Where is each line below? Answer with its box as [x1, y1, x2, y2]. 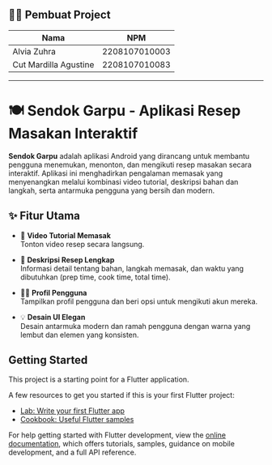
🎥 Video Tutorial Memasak [19, 230, 112, 240]
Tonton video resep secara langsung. [19, 239, 145, 249]
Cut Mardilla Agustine [12, 58, 95, 70]
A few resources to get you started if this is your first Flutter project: [8, 390, 235, 400]
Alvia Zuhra [12, 45, 57, 57]
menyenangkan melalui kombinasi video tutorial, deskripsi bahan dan [8, 177, 239, 186]
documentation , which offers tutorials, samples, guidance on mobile [8, 439, 235, 449]
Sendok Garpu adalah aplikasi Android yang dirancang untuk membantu [8, 151, 250, 160]
